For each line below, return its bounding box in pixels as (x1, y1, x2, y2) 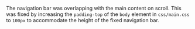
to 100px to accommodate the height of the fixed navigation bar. (6, 17, 159, 23)
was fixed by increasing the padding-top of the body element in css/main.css (6, 11, 190, 18)
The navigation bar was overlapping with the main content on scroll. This (6, 5, 182, 11)
